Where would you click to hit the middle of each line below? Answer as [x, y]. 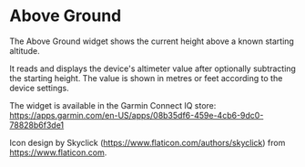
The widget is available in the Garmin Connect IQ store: [113, 105]
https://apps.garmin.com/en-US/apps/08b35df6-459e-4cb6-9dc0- [137, 115]
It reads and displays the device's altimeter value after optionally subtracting [152, 68]
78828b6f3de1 [37, 125]
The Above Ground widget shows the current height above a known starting [152, 41]
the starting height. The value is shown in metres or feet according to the [146, 78]
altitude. [25, 50]
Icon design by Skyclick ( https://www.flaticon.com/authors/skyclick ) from [147, 142]
